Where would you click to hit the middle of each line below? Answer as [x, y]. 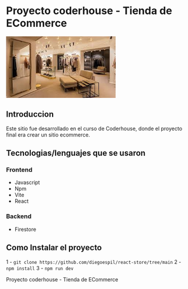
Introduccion [30, 115]
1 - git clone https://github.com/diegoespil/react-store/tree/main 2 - [94, 261]
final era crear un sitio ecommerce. [48, 135]
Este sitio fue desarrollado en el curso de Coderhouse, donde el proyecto [94, 128]
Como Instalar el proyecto [54, 248]
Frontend [19, 170]
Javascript [27, 182]
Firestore [25, 229]
